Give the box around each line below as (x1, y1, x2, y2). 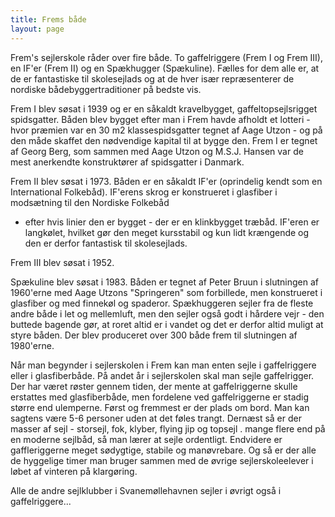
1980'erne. (10, 339, 55, 351)
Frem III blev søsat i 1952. (10, 256, 115, 268)
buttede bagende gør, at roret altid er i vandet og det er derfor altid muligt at (10, 318, 324, 330)
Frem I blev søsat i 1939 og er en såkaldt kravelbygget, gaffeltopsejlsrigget (10, 102, 318, 115)
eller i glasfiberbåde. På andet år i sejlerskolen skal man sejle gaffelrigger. (10, 369, 315, 381)
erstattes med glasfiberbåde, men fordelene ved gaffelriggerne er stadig (10, 391, 310, 403)
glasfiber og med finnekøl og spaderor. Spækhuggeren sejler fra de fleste (10, 297, 314, 309)
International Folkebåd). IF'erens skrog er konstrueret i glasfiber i (10, 186, 278, 198)
